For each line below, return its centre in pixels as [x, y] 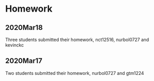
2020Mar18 [24, 28]
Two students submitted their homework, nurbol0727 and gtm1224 [75, 73]
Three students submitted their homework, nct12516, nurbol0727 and [77, 39]
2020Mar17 [24, 61]
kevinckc [15, 45]
